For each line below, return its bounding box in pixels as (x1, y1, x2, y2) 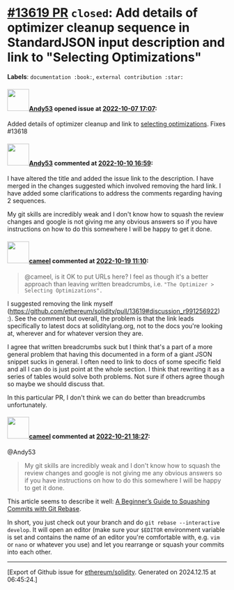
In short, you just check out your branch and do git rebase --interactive (7, 518, 221, 526)
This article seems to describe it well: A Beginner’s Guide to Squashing (7, 497, 210, 506)
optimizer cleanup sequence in (7, 20, 190, 36)
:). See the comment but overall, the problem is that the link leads (7, 314, 194, 323)
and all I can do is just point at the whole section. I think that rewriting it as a (7, 364, 225, 373)
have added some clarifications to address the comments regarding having (7, 189, 223, 198)
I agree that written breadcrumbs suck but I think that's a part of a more (7, 342, 213, 351)
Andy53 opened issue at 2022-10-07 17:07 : (29, 104, 157, 112)
